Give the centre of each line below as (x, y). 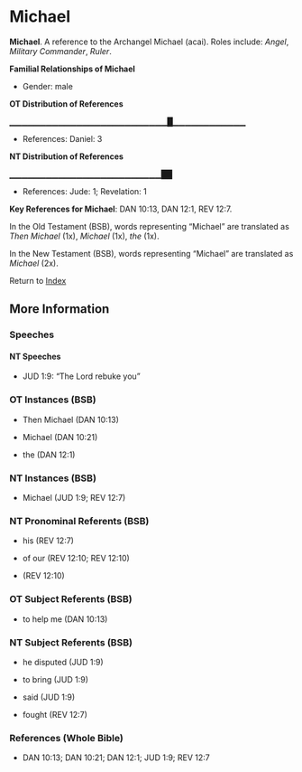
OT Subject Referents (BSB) (71, 599)
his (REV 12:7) (48, 541)
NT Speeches (35, 356)
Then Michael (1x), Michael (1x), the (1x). (84, 236)
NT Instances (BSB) (53, 478)
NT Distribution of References (67, 156)
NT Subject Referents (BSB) (71, 642)
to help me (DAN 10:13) (65, 619)
